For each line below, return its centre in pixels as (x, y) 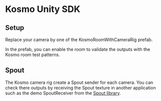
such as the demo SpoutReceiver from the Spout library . (63, 93)
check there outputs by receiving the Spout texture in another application (80, 87)
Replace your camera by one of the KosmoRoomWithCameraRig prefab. (79, 39)
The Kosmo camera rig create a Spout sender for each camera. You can (79, 82)
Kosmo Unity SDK (43, 9)
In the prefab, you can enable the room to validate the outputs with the (78, 49)
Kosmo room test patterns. (32, 54)
